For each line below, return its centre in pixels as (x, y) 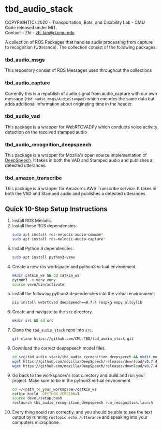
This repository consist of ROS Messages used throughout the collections (79, 70)
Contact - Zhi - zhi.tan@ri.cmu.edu (40, 32)
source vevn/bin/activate (38, 285)
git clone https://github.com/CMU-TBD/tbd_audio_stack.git (73, 339)
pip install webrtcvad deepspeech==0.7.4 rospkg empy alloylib (77, 303)
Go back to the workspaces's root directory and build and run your (78, 375)
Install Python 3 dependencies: (43, 248)
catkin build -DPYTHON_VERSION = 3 (46, 394)
